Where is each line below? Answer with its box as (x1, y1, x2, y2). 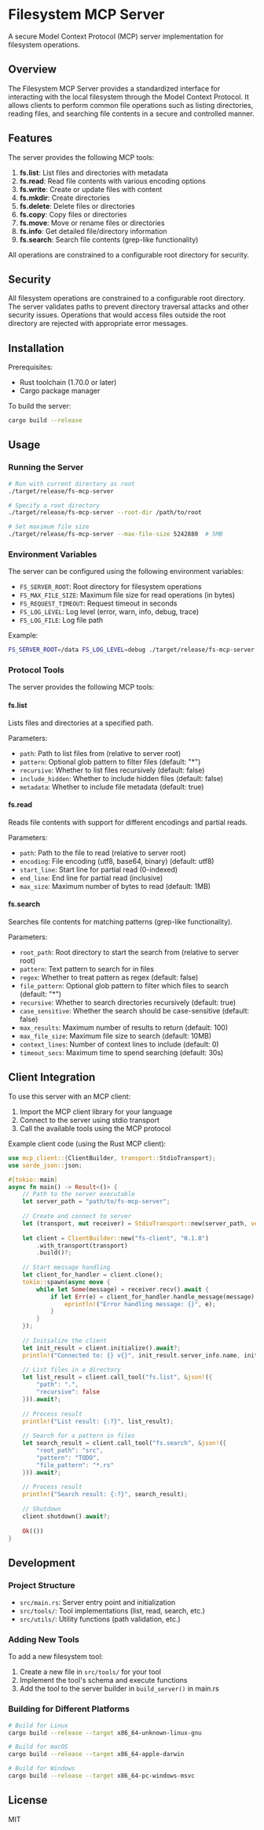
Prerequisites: (8, 362, 53, 372)
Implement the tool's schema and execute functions (19, 1676, 188, 1685)
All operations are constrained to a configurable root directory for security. (8, 250, 250, 259)
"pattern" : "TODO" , (36, 1454, 101, 1461)
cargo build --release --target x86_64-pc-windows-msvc (8, 1772, 195, 1780)
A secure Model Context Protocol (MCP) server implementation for (8, 31, 224, 41)
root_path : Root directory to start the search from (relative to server (19, 947, 239, 958)
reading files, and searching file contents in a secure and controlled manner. (8, 109, 255, 118)
